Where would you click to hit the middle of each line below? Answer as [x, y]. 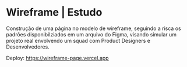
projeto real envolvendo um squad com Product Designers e [78, 40]
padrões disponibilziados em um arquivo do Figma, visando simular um [91, 34]
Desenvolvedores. [28, 47]
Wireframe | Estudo [54, 12]
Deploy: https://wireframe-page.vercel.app [57, 58]
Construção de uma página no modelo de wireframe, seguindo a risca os [94, 28]
